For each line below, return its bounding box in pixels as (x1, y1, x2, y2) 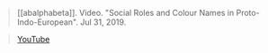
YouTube (16, 34, 50, 44)
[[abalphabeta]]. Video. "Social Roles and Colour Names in (16, 8, 235, 18)
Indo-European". (16, 17, 78, 27)
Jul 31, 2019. (79, 17, 127, 27)
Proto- (236, 8, 260, 18)
